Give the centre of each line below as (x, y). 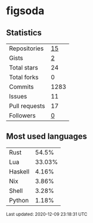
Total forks (24, 77)
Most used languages (46, 137)
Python (19, 200)
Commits (21, 87)
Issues (18, 96)
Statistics (24, 33)
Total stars (24, 68)
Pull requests (27, 106)
